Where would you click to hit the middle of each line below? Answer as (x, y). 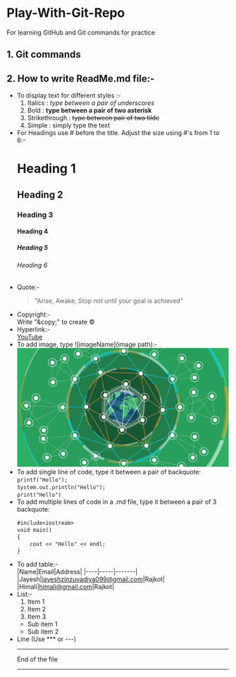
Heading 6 (32, 265)
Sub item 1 (42, 624)
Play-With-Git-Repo (66, 13)
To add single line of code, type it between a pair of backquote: (109, 472)
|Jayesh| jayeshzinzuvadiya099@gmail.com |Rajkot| (91, 579)
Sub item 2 (43, 631)
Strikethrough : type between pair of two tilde (93, 118)
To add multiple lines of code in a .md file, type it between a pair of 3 (117, 502)
